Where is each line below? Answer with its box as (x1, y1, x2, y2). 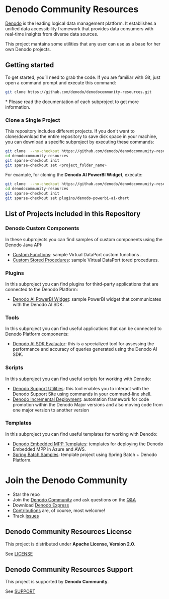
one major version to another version (12, 407, 90, 413)
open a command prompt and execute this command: (5, 79, 117, 85)
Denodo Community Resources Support (5, 565, 133, 574)
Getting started (5, 61, 54, 69)
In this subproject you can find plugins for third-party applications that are (5, 281, 158, 287)
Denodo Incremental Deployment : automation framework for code (12, 396, 149, 402)
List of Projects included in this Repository (5, 210, 141, 218)
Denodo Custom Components (5, 225, 79, 232)
